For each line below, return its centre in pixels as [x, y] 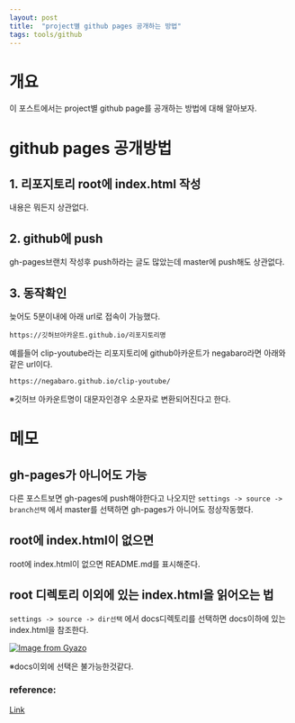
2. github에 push [56, 238]
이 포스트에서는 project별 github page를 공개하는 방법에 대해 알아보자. [134, 108]
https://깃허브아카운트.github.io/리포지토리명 [88, 335]
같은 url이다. [31, 364]
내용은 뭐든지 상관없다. [49, 207]
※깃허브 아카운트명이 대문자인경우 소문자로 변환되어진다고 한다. [120, 399]
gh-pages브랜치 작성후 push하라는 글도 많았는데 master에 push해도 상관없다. [147, 262]
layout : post [34, 18]
